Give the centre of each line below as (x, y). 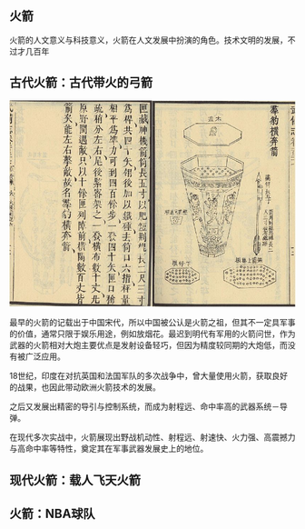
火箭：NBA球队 (52, 513)
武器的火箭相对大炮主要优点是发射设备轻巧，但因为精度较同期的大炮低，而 (148, 345)
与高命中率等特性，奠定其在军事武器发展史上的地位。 (109, 449)
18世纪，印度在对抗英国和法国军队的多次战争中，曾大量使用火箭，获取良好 (149, 376)
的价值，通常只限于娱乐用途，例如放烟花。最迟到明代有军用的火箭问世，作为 (152, 334)
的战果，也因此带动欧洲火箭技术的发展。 (85, 387)
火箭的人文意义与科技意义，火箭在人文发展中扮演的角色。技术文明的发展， (148, 40)
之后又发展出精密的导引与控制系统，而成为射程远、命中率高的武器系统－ (144, 406)
